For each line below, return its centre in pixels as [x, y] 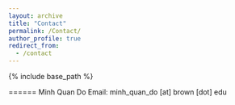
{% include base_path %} [51, 76]
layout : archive [36, 16]
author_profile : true [45, 38]
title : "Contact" [38, 23]
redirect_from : [34, 46]
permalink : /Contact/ [45, 31]
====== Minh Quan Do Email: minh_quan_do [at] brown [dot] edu [118, 92]
